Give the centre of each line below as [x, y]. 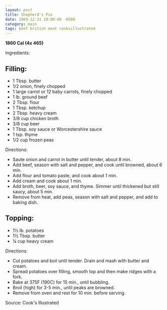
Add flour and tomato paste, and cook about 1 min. [65, 175]
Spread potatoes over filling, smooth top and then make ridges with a [84, 271]
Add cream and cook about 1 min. [47, 181]
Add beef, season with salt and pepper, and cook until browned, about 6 [87, 165]
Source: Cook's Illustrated [32, 302]
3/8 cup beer [26, 124]
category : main [21, 24]
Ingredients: [18, 53]
